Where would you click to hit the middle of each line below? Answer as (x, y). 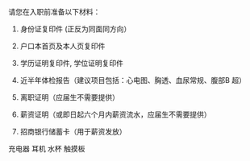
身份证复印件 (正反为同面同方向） (75, 29)
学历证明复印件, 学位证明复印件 (71, 63)
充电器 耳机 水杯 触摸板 (47, 149)
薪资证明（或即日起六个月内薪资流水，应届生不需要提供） (115, 114)
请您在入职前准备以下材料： (54, 12)
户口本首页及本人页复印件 (62, 46)
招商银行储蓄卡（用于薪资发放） (73, 132)
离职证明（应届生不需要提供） (69, 97)
